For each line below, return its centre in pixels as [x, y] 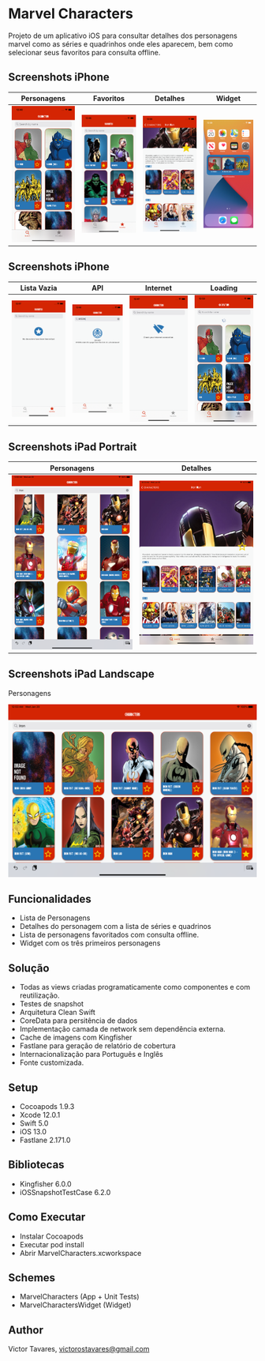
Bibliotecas [36, 1165]
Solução [29, 968]
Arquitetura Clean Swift [58, 1013]
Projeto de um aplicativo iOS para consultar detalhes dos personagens [123, 36]
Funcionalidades [50, 899]
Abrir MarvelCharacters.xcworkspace [80, 1253]
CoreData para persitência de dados [78, 1021]
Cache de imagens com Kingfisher [76, 1038]
